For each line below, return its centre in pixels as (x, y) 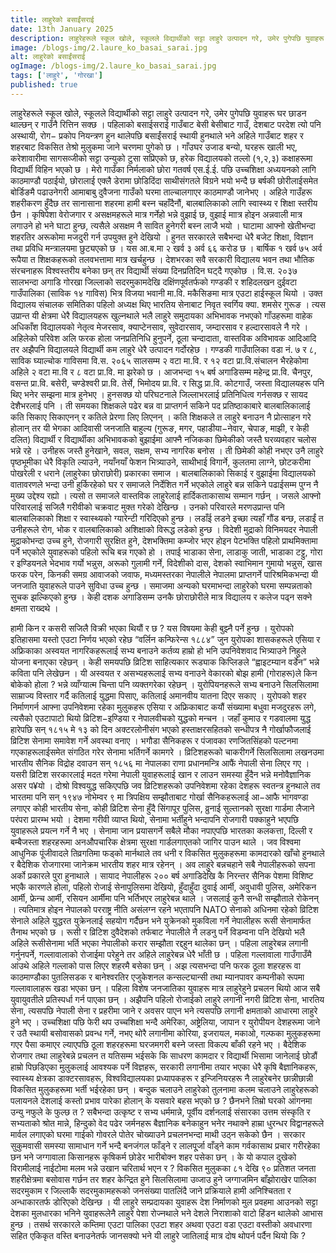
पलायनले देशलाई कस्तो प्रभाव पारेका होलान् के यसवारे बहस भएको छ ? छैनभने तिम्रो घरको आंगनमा (161, 1100)
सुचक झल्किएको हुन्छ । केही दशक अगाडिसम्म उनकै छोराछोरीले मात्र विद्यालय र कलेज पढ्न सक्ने (161, 597)
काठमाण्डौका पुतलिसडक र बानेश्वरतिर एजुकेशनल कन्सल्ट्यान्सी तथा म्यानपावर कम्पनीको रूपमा (157, 977)
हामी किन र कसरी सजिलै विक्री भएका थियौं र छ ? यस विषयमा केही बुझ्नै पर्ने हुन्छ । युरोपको (152, 628)
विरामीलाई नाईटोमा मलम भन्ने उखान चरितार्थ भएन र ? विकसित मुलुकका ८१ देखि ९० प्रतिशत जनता (163, 1168)
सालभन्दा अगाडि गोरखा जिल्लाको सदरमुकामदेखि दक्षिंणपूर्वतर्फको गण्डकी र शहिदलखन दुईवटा (154, 282)
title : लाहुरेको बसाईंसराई (52, 19)
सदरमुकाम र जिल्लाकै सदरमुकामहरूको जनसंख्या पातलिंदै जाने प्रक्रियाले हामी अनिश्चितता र (151, 1190)
